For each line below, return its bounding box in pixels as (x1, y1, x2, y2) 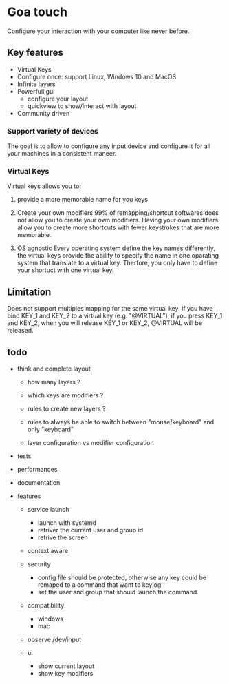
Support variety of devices (7, 126, 98, 136)
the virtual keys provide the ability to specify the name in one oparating (17, 251, 219, 260)
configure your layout (27, 94, 89, 103)
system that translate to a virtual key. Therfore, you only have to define (17, 259, 218, 267)
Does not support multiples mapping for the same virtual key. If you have (7, 304, 213, 313)
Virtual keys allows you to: (7, 182, 81, 190)
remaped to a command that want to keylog (37, 580, 162, 589)
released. (7, 327, 34, 335)
